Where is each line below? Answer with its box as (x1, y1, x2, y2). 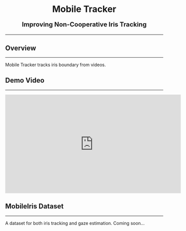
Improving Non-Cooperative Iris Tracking (22, 21, 147, 29)
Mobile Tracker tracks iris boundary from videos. (5, 62, 106, 68)
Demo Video (5, 76, 45, 85)
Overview (5, 44, 37, 52)
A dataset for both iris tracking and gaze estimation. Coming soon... (5, 220, 145, 226)
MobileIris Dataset (5, 202, 64, 210)
